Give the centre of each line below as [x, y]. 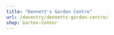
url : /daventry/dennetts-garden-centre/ [58, 17]
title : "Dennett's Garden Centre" [49, 12]
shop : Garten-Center [32, 23]
